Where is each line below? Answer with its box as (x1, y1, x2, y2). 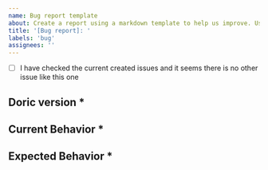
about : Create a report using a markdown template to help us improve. (8, 19, 251, 27)
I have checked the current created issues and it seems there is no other (19, 63, 258, 73)
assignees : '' (8, 42, 56, 49)
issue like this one (19, 73, 79, 82)
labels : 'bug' (8, 34, 56, 42)
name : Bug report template (8, 11, 98, 20)
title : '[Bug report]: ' (8, 26, 91, 34)
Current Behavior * (8, 122, 104, 136)
